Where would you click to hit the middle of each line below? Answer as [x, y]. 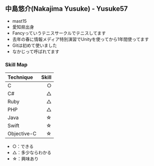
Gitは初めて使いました [35, 45]
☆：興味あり [25, 159]
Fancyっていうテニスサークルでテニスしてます [59, 33]
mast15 [19, 21]
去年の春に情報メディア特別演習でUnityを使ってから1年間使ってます [80, 39]
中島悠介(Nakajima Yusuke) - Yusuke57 [66, 9]
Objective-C [22, 133]
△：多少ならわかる [32, 153]
